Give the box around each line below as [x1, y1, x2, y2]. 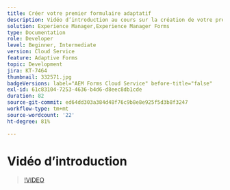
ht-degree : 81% [7, 118, 51, 125]
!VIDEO [23, 176, 44, 185]
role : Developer [7, 36, 53, 42]
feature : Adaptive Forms [7, 55, 78, 62]
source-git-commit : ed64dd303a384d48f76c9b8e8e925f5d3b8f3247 [7, 99, 188, 106]
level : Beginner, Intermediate [7, 42, 97, 49]
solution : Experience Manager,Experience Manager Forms [7, 23, 170, 29]
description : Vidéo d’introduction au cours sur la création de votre [7, 16, 213, 23]
